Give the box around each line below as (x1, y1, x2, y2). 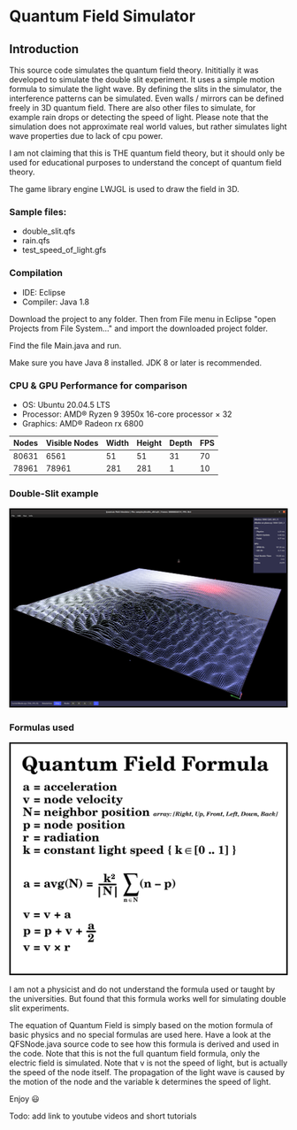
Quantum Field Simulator (9, 6, 196, 27)
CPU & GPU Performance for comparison (9, 379, 187, 391)
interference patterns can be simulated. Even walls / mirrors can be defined (9, 93, 285, 104)
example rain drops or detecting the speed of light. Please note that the (9, 112, 269, 122)
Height (136, 438, 162, 449)
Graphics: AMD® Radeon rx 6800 (21, 418, 144, 428)
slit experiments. (9, 1003, 70, 1013)
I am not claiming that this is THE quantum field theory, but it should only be (9, 148, 286, 158)
